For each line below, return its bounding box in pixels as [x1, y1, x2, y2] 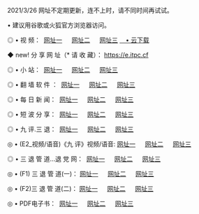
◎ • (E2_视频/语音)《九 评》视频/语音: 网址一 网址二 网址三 [7, 140, 192, 148]
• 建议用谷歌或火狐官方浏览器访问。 [7, 21, 110, 29]
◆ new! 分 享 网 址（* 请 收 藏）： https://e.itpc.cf [7, 51, 149, 59]
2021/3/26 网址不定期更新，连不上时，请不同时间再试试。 [7, 6, 173, 14]
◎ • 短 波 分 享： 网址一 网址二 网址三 [7, 110, 134, 118]
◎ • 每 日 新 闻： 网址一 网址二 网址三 [7, 95, 134, 104]
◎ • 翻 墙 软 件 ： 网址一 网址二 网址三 [7, 80, 136, 89]
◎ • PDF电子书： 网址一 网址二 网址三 [7, 199, 134, 208]
